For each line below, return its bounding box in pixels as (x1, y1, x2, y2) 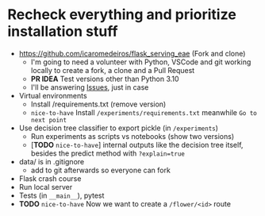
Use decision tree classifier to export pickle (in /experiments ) (18, 123, 219, 133)
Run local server (18, 182, 73, 191)
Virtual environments (18, 91, 88, 100)
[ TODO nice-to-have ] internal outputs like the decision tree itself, (30, 140, 244, 149)
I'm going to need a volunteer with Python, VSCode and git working (30, 57, 252, 67)
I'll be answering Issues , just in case (30, 82, 149, 92)
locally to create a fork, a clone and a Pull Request (30, 65, 195, 75)
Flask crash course (18, 173, 82, 183)
